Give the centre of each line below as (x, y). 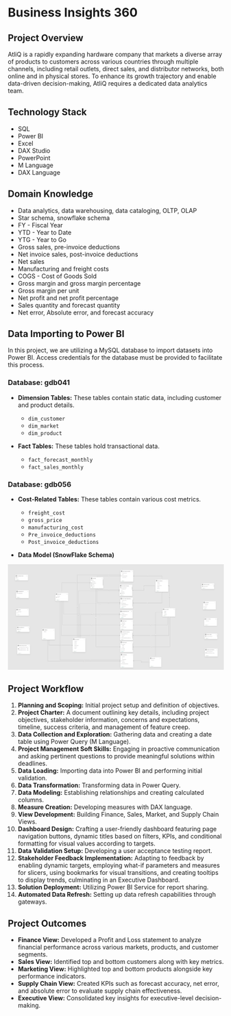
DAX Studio (34, 150)
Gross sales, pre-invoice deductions (69, 247)
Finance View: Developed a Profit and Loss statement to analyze (109, 940)
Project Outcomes (47, 923)
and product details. (46, 405)
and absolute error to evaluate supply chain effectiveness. (100, 991)
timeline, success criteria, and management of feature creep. (104, 727)
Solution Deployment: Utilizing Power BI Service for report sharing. (113, 887)
